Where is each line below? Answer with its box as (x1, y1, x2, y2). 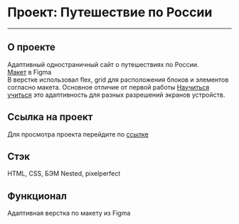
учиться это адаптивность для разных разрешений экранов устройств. (7, 90, 225, 99)
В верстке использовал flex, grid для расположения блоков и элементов (7, 75, 229, 84)
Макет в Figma (7, 68, 52, 76)
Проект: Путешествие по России (7, 4, 213, 21)
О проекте (7, 41, 55, 53)
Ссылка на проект (7, 111, 93, 123)
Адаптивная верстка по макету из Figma (7, 209, 131, 218)
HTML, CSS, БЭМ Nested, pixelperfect (7, 169, 121, 178)
